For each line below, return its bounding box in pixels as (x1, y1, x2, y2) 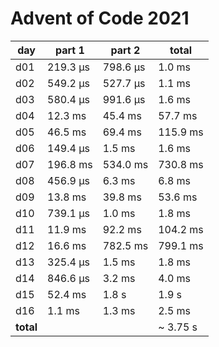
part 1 (54, 43, 85, 57)
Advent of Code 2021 (10, 7, 190, 30)
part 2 (110, 43, 141, 57)
